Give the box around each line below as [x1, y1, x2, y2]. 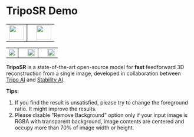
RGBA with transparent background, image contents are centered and [14, 118, 185, 125]
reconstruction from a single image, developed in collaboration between [6, 70, 181, 77]
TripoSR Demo [6, 4, 78, 18]
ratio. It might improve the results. [14, 105, 97, 112]
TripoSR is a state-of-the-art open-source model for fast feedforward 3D [6, 63, 185, 70]
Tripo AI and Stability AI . [6, 76, 65, 83]
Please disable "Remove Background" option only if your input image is [14, 111, 188, 119]
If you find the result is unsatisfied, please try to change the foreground [14, 99, 189, 106]
